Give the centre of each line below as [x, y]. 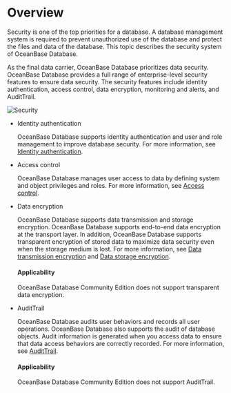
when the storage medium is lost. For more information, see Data [109, 249]
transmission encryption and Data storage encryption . [94, 256]
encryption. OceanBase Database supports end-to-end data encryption [119, 227]
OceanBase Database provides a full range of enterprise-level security [108, 75]
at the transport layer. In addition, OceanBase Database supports [109, 234]
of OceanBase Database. [42, 54]
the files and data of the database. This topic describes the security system [114, 46]
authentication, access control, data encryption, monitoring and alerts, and [113, 89]
